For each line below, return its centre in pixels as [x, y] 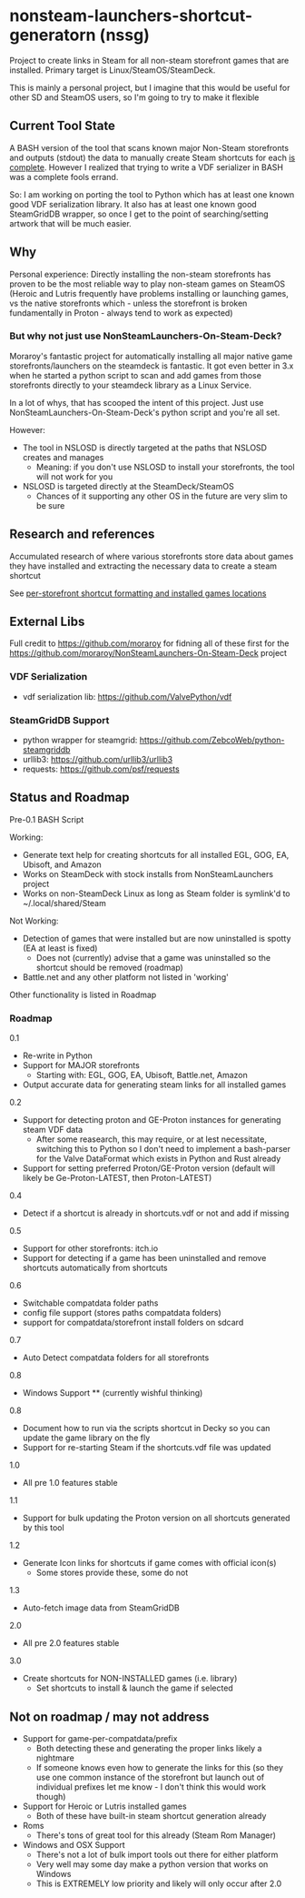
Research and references [82, 535]
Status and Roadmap [69, 798]
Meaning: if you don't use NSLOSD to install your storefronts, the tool [165, 467]
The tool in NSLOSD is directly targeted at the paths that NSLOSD [145, 448]
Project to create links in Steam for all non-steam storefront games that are [149, 60]
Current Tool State [63, 126]
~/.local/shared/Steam [64, 903]
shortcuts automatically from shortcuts [95, 1268]
